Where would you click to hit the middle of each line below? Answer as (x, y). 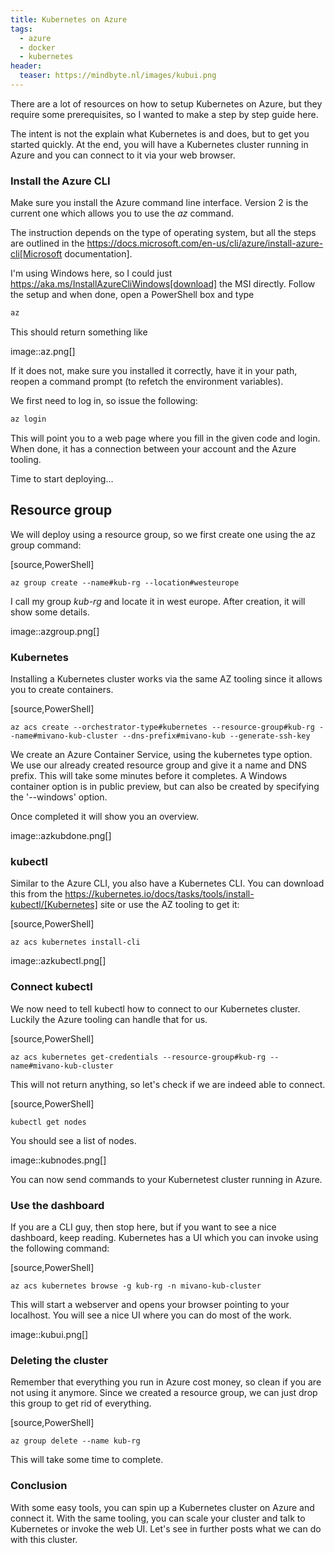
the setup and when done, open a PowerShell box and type (132, 295)
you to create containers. (62, 690)
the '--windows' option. (59, 797)
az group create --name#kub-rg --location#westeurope (125, 582)
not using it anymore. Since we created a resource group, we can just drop (164, 1393)
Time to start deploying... (62, 478)
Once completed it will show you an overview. (104, 817)
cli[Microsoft (36, 254)
